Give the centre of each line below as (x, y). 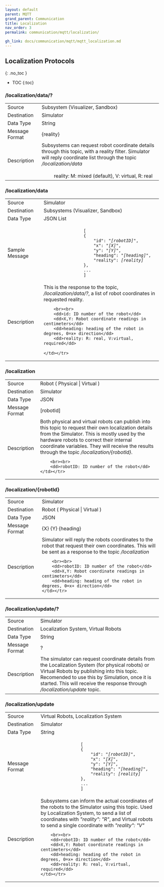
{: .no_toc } (16, 73)
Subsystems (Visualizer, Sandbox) (83, 210)
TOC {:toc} (23, 82)
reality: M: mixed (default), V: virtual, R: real (103, 176)
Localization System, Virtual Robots (81, 629)
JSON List (55, 219)
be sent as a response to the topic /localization (95, 551)
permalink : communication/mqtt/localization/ (52, 32)
